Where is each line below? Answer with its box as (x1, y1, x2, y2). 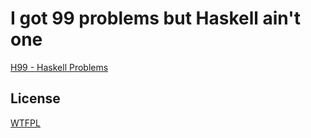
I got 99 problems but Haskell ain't (10, 7, 301, 30)
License (10, 90, 61, 107)
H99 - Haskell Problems (10, 61, 109, 73)
